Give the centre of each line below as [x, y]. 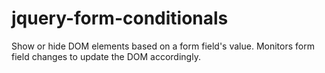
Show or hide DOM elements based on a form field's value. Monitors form [163, 46]
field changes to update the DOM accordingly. [106, 56]
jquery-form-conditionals [120, 18]
